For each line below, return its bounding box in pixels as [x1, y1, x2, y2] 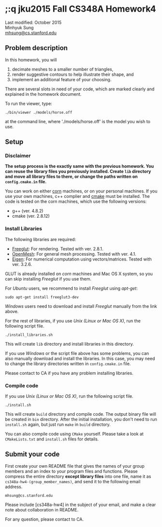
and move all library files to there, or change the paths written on [5, 174, 138, 179]
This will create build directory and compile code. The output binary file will [5, 411, 156, 417]
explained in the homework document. [5, 91, 82, 97]
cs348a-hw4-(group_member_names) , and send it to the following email [5, 478, 141, 484]
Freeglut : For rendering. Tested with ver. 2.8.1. [12, 246, 103, 251]
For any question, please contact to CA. [5, 516, 84, 522]
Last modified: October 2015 [5, 19, 62, 25]
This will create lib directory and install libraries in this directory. [5, 341, 134, 347]
